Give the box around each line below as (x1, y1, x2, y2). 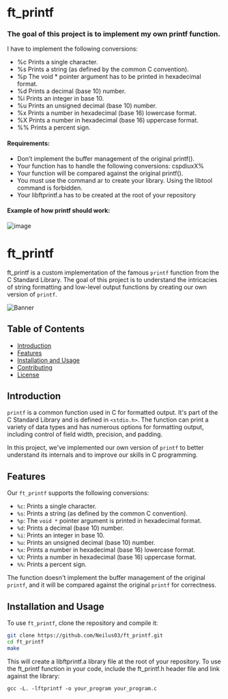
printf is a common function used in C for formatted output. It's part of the (7, 409, 218, 417)
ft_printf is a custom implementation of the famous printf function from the (7, 268, 220, 277)
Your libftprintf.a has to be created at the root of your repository (16, 190, 196, 199)
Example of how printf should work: (7, 207, 111, 215)
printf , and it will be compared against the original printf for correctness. (7, 581, 217, 589)
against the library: (7, 672, 60, 680)
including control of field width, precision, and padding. (7, 430, 162, 439)
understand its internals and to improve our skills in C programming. (7, 450, 198, 459)
